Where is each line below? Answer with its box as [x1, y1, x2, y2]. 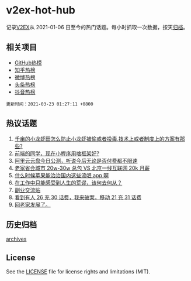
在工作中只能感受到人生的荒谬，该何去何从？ [14, 179, 123, 186]
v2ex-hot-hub [6, 4, 76, 17]
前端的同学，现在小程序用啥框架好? [14, 150, 99, 157]
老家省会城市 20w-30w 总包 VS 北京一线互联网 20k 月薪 [14, 165, 150, 172]
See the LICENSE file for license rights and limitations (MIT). [6, 268, 151, 275]
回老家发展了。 [14, 201, 51, 208]
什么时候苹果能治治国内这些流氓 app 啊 [14, 172, 109, 179]
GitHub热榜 [14, 59, 42, 66]
